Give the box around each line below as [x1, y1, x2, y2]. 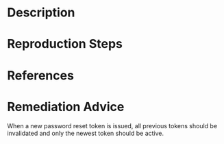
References [7, 67, 74, 83]
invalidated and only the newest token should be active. [7, 129, 164, 137]
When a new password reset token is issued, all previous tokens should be [7, 121, 218, 130]
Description [7, 5, 75, 21]
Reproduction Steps [7, 36, 123, 52]
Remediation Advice [7, 99, 125, 115]
